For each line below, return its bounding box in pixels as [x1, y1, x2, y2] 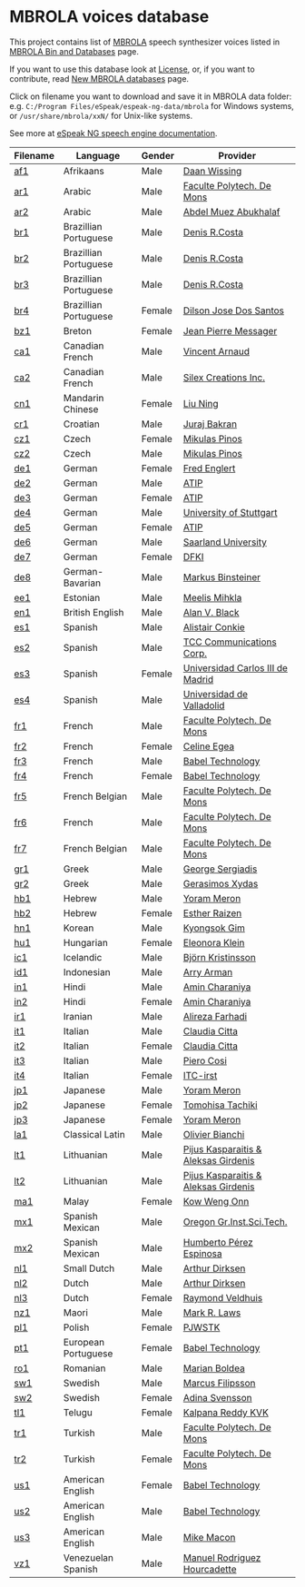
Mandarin [63, 391, 104, 404]
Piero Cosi [182, 1054, 227, 1067]
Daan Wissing [182, 164, 242, 177]
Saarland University [182, 536, 268, 548]
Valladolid [182, 699, 225, 712]
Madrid [182, 673, 214, 685]
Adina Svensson [182, 1391, 252, 1404]
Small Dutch [63, 1262, 115, 1275]
